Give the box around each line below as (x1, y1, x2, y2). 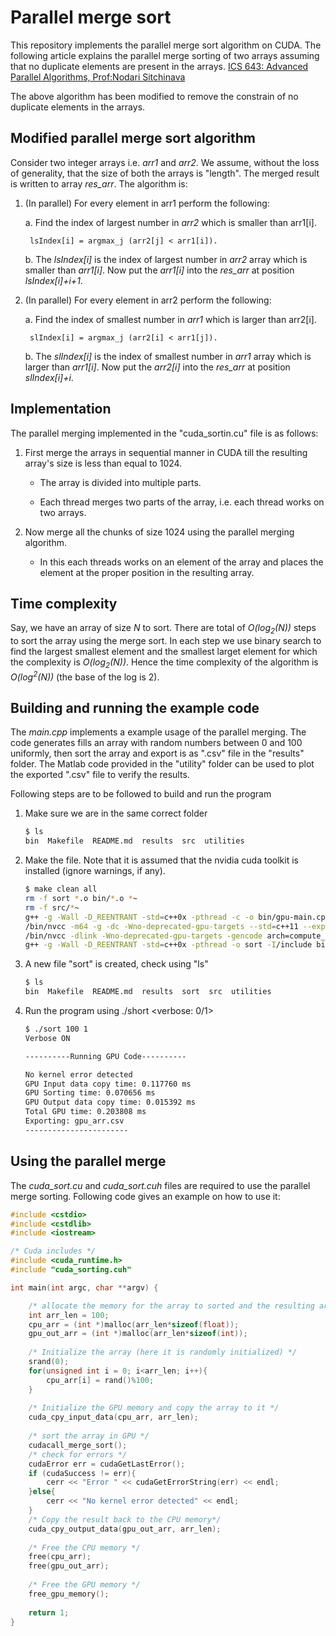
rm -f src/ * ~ (24, 902, 80, 913)
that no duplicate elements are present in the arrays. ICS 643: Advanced (10, 60, 309, 72)
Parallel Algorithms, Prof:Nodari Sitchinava (10, 71, 186, 83)
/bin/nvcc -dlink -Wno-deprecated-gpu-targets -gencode (24, 931, 263, 941)
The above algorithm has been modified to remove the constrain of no (10, 90, 299, 102)
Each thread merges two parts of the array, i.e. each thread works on (39, 496, 325, 508)
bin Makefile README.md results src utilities (24, 836, 245, 846)
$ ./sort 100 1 (24, 1024, 89, 1035)
